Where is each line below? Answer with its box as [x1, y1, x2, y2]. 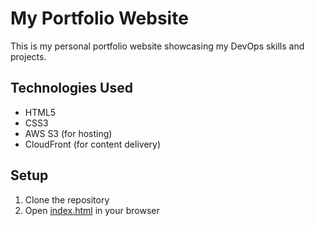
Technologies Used [10, 80, 133, 97]
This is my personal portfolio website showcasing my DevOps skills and [10, 40, 305, 52]
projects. [10, 50, 47, 62]
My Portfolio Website [10, 7, 189, 30]
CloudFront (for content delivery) [24, 138, 162, 150]
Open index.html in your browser [24, 204, 160, 216]
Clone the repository [24, 193, 110, 206]
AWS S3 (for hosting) [24, 127, 113, 139]
